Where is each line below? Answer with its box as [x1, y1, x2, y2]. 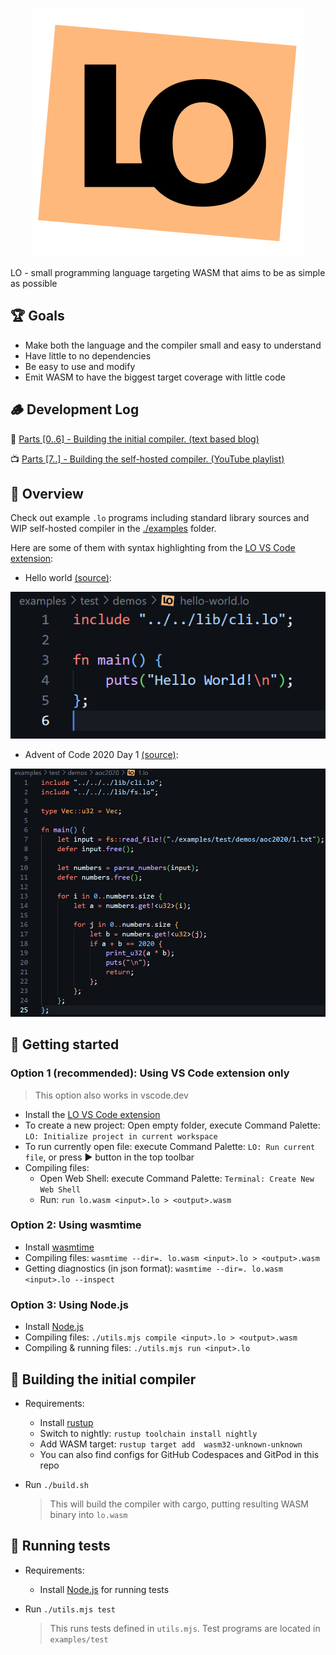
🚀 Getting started [10, 1036, 120, 1053]
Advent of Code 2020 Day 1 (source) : [24, 749, 179, 761]
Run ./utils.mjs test [24, 1603, 116, 1615]
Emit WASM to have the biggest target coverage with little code [24, 371, 286, 383]
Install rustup [39, 1416, 94, 1428]
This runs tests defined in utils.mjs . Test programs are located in [49, 1622, 321, 1634]
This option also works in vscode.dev [34, 1089, 189, 1101]
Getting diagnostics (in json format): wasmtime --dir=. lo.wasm [24, 1262, 283, 1274]
